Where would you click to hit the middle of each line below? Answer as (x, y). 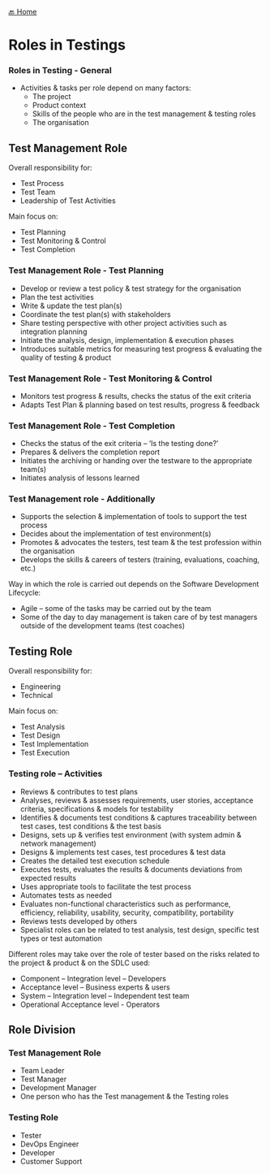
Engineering (40, 687)
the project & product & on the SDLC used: (79, 963)
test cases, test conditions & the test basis (91, 826)
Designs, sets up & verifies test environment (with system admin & (131, 834)
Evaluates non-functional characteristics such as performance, (125, 903)
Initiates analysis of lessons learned (80, 478)
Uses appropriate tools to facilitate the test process (106, 886)
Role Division (42, 1030)
